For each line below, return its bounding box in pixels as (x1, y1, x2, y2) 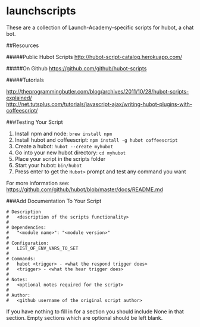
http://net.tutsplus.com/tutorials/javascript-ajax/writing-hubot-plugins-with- (6, 100, 192, 108)
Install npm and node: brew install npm (14, 130, 112, 137)
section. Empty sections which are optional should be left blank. (6, 314, 163, 321)
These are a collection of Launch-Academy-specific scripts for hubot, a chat (6, 24, 194, 31)
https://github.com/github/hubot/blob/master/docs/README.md (6, 186, 164, 193)
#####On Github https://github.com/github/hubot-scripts (6, 64, 147, 72)
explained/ (6, 94, 32, 101)
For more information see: (6, 179, 70, 186)
